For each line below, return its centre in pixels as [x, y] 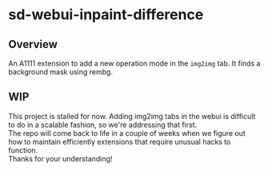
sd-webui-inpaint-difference [106, 15]
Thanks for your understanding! [60, 158]
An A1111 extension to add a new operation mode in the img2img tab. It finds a [134, 63]
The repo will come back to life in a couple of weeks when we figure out [127, 133]
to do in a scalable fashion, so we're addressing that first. [103, 125]
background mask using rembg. [61, 72]
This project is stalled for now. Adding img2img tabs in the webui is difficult [132, 116]
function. [23, 150]
